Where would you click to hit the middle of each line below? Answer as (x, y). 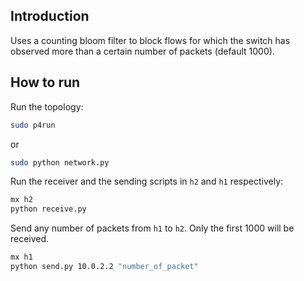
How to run (45, 82)
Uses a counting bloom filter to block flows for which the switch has (150, 40)
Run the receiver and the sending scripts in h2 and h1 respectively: (147, 181)
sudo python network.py (60, 162)
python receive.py (48, 209)
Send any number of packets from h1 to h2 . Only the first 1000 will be (152, 228)
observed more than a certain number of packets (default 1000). (142, 51)
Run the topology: (47, 106)
